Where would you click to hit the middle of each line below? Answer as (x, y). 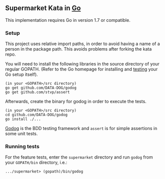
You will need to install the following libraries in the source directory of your (82, 64)
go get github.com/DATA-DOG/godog (41, 88)
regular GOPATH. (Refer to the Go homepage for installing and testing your (82, 69)
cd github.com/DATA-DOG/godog (37, 115)
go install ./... (23, 119)
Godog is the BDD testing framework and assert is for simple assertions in (81, 128)
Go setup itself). (22, 74)
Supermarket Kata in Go (43, 8)
